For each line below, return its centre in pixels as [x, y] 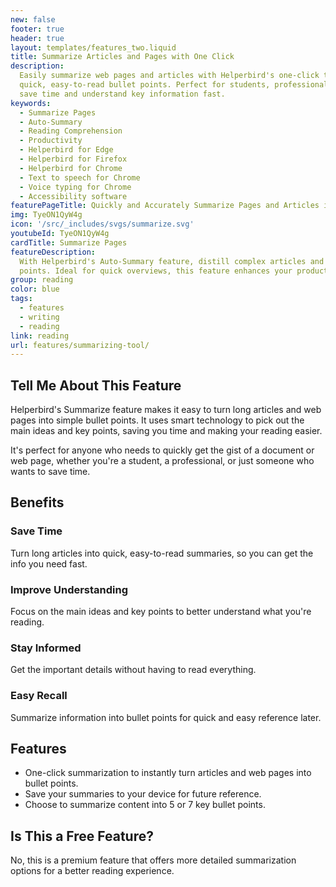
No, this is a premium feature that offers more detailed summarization [153, 860]
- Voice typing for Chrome [75, 187]
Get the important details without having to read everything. [133, 670]
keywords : [31, 103]
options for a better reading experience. [92, 871]
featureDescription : [53, 252]
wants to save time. [50, 472]
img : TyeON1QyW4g [46, 215]
